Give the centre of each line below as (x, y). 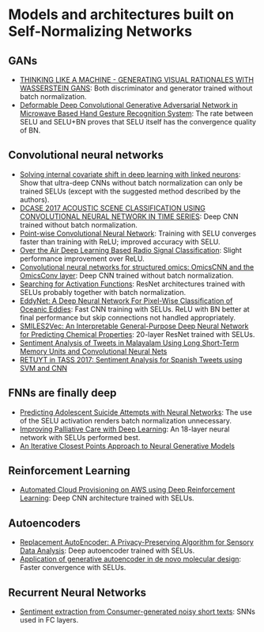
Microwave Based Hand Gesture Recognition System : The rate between (136, 113)
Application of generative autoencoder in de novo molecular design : (130, 559)
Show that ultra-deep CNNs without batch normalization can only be (131, 182)
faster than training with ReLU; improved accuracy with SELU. (120, 241)
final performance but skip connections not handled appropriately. (127, 317)
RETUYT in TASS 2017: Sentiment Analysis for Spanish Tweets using (131, 359)
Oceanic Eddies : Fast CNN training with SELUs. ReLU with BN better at (135, 309)
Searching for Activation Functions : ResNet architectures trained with (132, 284)
